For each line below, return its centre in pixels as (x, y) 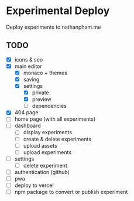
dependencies (49, 106)
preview (42, 99)
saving (31, 79)
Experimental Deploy (58, 11)
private (41, 93)
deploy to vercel (34, 185)
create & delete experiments (57, 139)
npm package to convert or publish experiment (71, 192)
